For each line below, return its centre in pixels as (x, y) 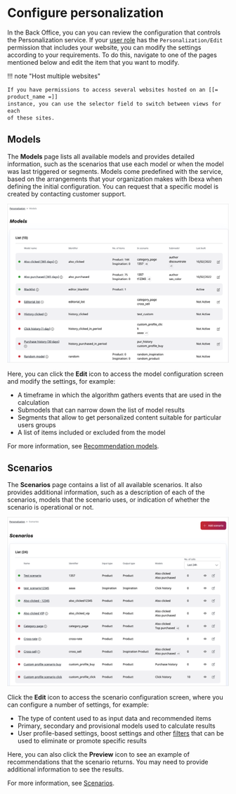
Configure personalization (85, 13)
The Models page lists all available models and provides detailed (101, 156)
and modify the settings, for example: (61, 381)
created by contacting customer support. (67, 194)
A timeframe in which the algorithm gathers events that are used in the (119, 395)
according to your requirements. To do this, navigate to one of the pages (112, 55)
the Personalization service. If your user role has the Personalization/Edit (115, 39)
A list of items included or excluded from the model (92, 432)
